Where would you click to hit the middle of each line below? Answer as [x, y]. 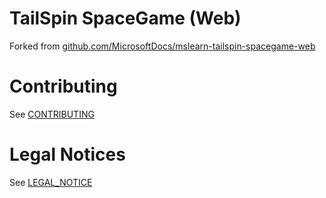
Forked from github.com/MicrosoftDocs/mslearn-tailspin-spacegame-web [162, 46]
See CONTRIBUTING [52, 114]
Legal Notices [67, 154]
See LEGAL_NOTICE [51, 182]
